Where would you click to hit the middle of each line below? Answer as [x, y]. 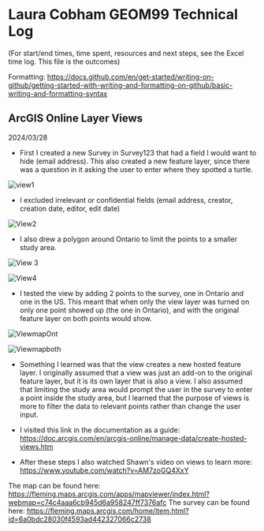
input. [29, 414]
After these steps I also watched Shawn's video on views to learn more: [136, 462]
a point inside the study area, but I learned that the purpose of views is [134, 398]
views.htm [36, 447]
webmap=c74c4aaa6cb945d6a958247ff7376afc [87, 502]
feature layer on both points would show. [86, 318]
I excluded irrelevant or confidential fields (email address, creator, [126, 200]
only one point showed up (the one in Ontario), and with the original [129, 310]
